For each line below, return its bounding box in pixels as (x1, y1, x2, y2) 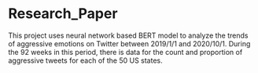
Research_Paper (8, 5, 118, 23)
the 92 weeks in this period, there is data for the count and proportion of (8, 47, 243, 57)
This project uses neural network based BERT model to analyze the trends (8, 31, 249, 40)
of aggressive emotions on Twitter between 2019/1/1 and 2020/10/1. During (8, 38, 251, 48)
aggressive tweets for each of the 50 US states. (8, 56, 163, 65)
